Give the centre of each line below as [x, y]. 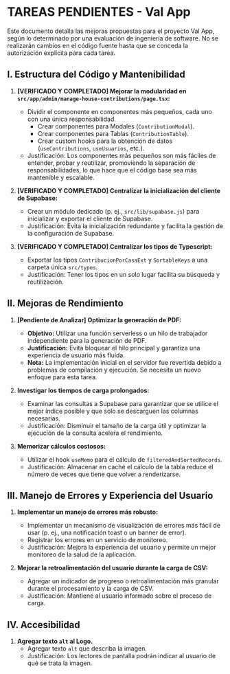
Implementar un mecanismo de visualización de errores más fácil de [124, 526]
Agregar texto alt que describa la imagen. [87, 649]
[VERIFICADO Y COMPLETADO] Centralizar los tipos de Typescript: [115, 246]
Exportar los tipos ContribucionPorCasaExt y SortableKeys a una [117, 260]
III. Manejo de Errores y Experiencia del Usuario [110, 495]
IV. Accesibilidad [44, 625]
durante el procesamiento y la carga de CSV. [90, 589]
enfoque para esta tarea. [62, 377]
